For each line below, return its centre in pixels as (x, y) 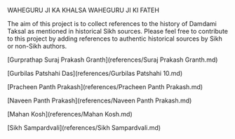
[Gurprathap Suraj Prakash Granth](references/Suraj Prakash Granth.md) (113, 60)
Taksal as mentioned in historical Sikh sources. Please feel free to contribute (118, 31)
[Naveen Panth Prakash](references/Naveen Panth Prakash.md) (100, 100)
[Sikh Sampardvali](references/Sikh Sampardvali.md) (84, 128)
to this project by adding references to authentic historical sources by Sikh (115, 39)
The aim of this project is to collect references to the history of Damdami (112, 24)
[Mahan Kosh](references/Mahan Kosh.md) (70, 114)
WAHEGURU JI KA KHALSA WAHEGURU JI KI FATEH (83, 10)
